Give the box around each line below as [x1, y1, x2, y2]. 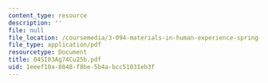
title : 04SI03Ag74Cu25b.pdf [8, 56, 102, 64]
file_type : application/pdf [8, 41, 102, 49]
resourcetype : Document [8, 48, 88, 56]
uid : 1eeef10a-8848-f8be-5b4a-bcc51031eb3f [8, 63, 156, 71]
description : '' [8, 19, 62, 27]
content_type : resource [8, 11, 88, 20]
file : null [8, 26, 45, 34]
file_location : [8, 33, 59, 42]
